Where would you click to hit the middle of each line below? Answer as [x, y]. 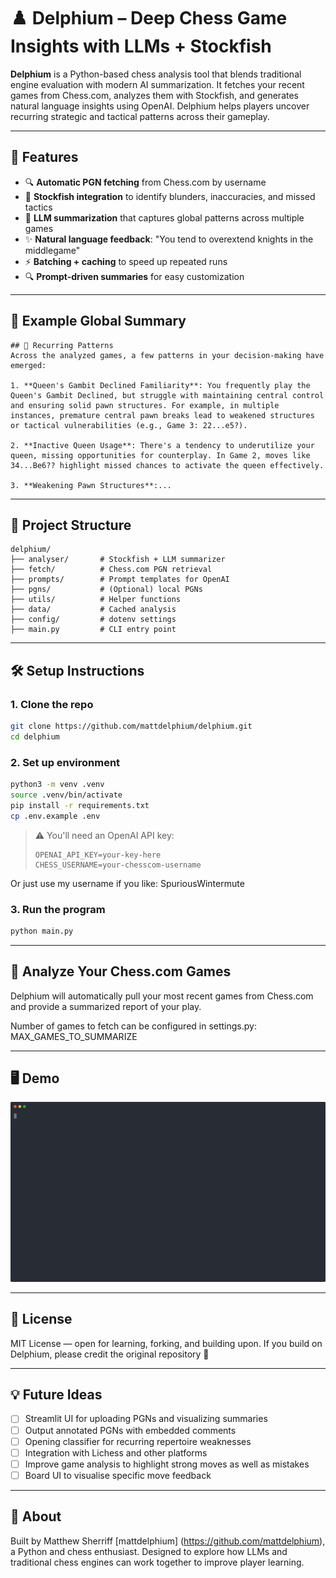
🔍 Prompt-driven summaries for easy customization [134, 276]
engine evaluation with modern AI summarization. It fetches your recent [157, 84]
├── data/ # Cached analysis [93, 610]
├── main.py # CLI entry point [93, 630]
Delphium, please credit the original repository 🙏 [110, 1354]
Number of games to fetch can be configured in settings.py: [133, 1026]
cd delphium [35, 736]
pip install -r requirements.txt [80, 805]
